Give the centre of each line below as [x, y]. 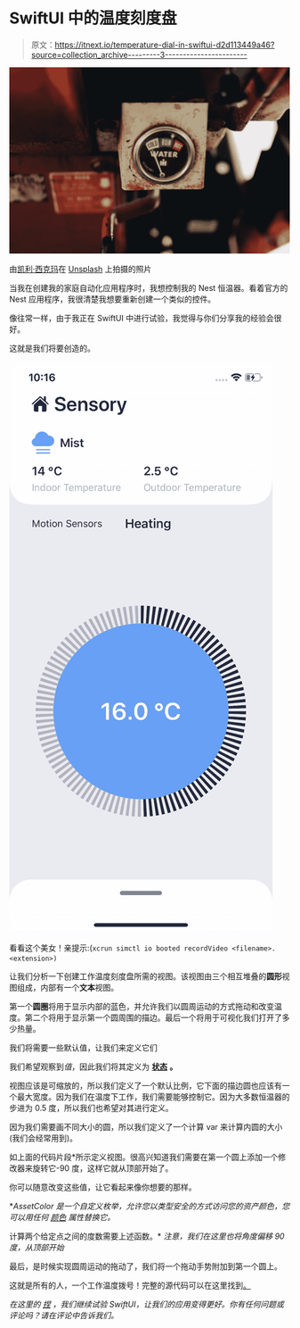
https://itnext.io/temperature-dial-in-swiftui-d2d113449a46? [165, 45]
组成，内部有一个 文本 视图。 [67, 987]
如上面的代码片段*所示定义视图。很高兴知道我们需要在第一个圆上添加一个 [144, 1157]
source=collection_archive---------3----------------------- [139, 54]
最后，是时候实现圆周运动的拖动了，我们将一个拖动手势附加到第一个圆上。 [146, 1266]
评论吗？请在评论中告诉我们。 [64, 1315]
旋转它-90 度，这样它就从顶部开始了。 [103, 1168]
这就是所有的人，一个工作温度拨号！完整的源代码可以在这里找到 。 [130, 1285]
